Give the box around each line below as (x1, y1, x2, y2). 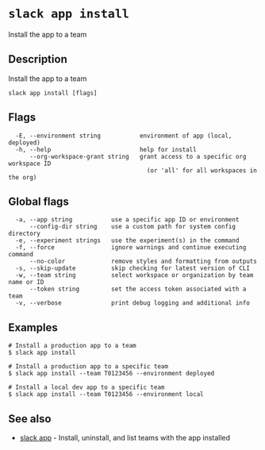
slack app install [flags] (8, 89, 98, 97)
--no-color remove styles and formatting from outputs (29, 257, 258, 266)
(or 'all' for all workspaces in (146, 166, 258, 175)
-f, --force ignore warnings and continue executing (15, 244, 247, 252)
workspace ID (8, 160, 52, 167)
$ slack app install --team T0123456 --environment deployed (8, 370, 215, 378)
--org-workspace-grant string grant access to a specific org (29, 152, 247, 160)
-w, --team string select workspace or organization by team (15, 271, 254, 279)
